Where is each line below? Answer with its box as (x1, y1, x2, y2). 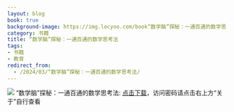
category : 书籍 (7, 29, 49, 37)
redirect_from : (7, 62, 52, 69)
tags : (7, 42, 23, 49)
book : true (7, 17, 39, 24)
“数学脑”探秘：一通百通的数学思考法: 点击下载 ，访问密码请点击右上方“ (15, 88, 217, 97)
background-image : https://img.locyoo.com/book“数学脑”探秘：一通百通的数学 (7, 23, 221, 30)
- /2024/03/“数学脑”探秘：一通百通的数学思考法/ (13, 68, 141, 75)
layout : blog (7, 10, 45, 17)
